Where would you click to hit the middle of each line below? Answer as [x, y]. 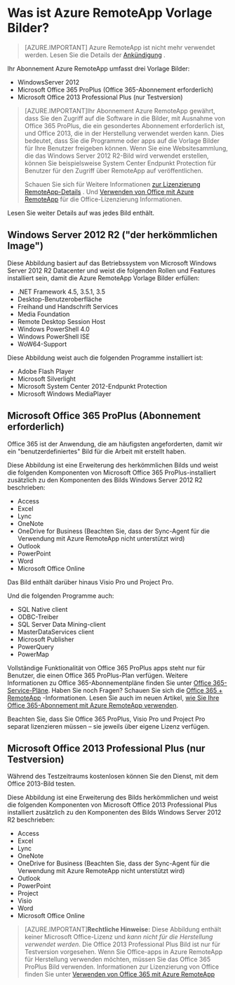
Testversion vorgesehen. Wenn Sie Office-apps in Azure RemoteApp [123, 952]
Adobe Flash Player [46, 371]
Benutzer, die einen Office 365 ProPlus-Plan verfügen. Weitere [98, 675]
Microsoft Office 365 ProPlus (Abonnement [104, 416]
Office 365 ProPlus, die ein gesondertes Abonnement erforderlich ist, [125, 125]
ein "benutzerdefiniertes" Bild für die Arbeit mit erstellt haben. [97, 451]
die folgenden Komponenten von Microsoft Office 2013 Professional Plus [112, 805]
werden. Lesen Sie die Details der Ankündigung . [95, 55]
